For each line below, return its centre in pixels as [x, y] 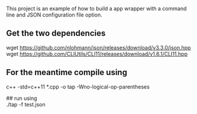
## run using [22, 98]
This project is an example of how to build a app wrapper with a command [96, 9]
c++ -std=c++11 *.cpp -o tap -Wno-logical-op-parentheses [78, 87]
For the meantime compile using [67, 72]
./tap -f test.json [26, 104]
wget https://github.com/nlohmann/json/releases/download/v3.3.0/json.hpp [98, 47]
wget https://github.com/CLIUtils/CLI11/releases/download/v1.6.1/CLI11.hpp [97, 54]
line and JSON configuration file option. [54, 15]
